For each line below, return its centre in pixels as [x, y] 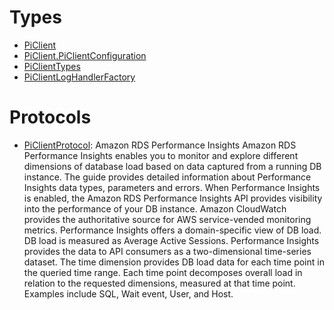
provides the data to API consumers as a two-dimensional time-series [167, 251]
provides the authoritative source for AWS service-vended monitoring [167, 219]
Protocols [50, 117]
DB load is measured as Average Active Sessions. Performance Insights [171, 240]
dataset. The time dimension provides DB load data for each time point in [174, 262]
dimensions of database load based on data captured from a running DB [172, 166]
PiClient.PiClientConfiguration [85, 55]
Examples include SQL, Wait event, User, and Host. [128, 293]
